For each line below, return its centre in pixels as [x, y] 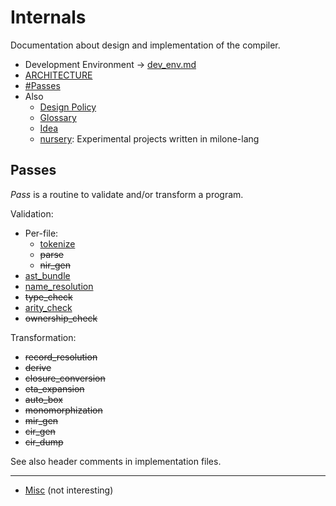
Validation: [32, 213]
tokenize [57, 243]
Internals [48, 17]
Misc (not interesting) [69, 490]
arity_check [48, 307]
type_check [48, 297]
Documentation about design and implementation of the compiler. [145, 45]
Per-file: [41, 233]
